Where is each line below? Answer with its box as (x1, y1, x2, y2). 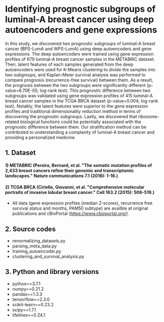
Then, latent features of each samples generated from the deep (5, 61, 134, 67)
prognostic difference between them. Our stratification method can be (5, 124, 147, 130)
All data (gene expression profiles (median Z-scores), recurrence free (12, 200, 153, 206)
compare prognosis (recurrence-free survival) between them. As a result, (5, 77, 153, 83)
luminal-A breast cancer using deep (5, 14, 154, 25)
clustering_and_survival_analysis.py (12, 253, 85, 259)
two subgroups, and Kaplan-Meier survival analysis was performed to (5, 72, 146, 78)
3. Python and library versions (5, 268, 99, 276)
